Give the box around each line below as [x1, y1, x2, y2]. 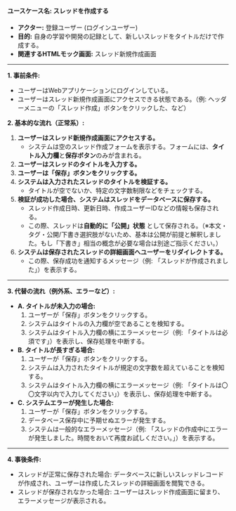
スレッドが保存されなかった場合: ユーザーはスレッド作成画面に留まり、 [17, 488, 224, 496]
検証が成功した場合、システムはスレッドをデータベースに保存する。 [17, 195, 214, 204]
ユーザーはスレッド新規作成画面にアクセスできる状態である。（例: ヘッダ [17, 95, 227, 103]
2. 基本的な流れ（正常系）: [7, 119, 85, 127]
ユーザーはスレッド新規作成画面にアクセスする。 [17, 134, 159, 142]
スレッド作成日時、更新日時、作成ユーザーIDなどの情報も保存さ [27, 204, 213, 212]
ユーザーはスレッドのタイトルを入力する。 [17, 160, 141, 169]
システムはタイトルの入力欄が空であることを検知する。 [27, 320, 188, 328]
